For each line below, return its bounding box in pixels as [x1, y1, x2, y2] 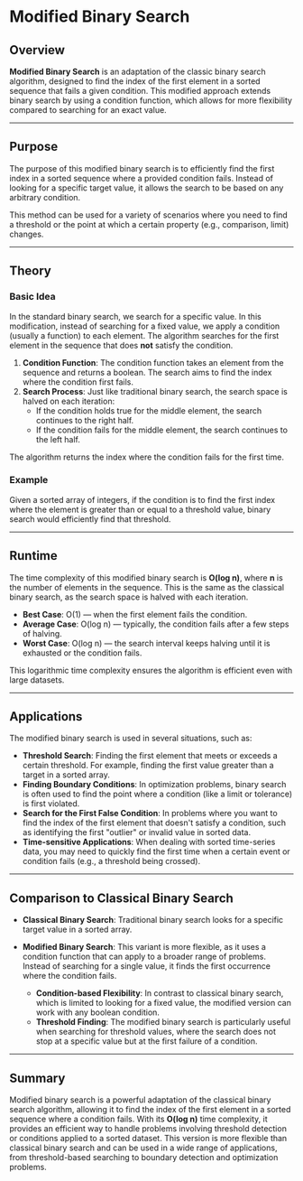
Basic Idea [9, 291, 56, 303]
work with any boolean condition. [35, 1007, 161, 1018]
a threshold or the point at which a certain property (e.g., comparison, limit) [9, 219, 289, 229]
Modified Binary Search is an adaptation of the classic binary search [9, 66, 266, 77]
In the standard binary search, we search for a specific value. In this [9, 311, 262, 321]
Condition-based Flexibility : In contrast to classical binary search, [35, 988, 284, 999]
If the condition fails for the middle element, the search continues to [35, 424, 289, 435]
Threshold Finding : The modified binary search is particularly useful [35, 1017, 291, 1028]
